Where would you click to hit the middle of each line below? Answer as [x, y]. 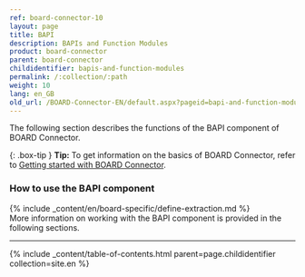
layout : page [34, 26]
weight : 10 [30, 85]
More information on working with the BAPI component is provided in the [146, 218]
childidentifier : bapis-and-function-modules [97, 69]
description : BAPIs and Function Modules [89, 43]
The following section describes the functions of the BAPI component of [144, 128]
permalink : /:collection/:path [69, 77]
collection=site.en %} [49, 263]
